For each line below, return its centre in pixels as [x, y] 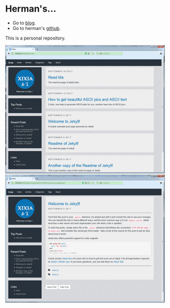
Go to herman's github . [36, 28]
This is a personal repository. [35, 38]
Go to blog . [24, 23]
